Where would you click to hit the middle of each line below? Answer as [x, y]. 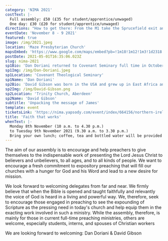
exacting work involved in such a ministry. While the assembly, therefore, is [82, 213]
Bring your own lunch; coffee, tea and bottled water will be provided [86, 136]
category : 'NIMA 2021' [29, 10]
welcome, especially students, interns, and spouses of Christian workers [80, 223]
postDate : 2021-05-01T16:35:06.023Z [43, 56]
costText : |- [19, 15]
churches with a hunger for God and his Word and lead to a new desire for [81, 171]
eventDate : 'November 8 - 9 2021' [41, 33]
